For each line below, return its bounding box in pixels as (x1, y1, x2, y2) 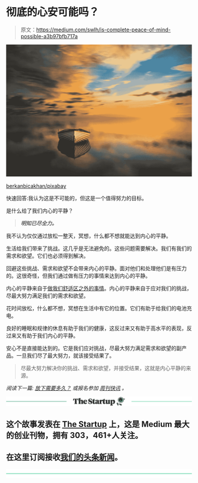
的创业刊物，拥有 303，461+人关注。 (6, 430, 143, 440)
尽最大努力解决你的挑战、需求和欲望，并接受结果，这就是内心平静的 (20, 365, 186, 372)
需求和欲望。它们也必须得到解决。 (6, 252, 89, 260)
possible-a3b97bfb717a (20, 33, 78, 40)
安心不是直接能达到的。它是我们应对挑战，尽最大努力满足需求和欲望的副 (6, 345, 181, 352)
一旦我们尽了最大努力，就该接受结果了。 (16, 352, 115, 359)
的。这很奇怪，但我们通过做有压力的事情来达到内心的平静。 (6, 273, 151, 280)
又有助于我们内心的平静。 (16, 332, 78, 339)
